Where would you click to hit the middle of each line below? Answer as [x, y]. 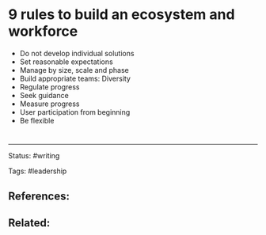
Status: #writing [34, 156]
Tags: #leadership [38, 171]
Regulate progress [49, 87]
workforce [43, 31]
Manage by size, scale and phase [74, 70]
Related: [29, 223]
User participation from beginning [75, 112]
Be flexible [37, 120]
